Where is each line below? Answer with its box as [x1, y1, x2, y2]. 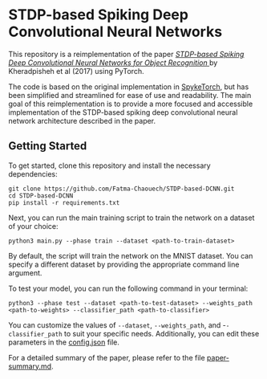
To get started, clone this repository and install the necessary [8, 161, 211, 170]
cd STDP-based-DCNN [8, 191, 74, 200]
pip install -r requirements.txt [8, 198, 120, 206]
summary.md [8, 361, 52, 371]
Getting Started [8, 139, 87, 153]
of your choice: [8, 221, 59, 230]
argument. [8, 267, 42, 278]
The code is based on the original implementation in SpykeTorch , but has [8, 82, 249, 92]
